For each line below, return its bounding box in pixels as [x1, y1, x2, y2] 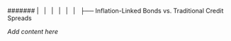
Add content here [7, 28, 59, 35]
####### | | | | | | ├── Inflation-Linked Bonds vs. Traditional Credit [7, 7, 224, 15]
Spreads [7, 14, 32, 22]
